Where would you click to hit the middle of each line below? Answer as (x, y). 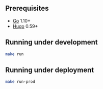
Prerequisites (27, 8)
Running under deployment (50, 70)
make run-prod (20, 82)
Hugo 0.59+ (25, 26)
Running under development (51, 42)
